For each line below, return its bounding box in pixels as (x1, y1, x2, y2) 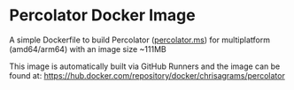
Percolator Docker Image (9, 5, 197, 26)
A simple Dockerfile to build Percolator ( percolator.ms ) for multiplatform (9, 34, 270, 45)
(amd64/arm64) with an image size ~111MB (9, 43, 166, 54)
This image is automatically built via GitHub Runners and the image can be (9, 61, 281, 71)
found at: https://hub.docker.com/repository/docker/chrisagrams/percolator (9, 70, 285, 80)
